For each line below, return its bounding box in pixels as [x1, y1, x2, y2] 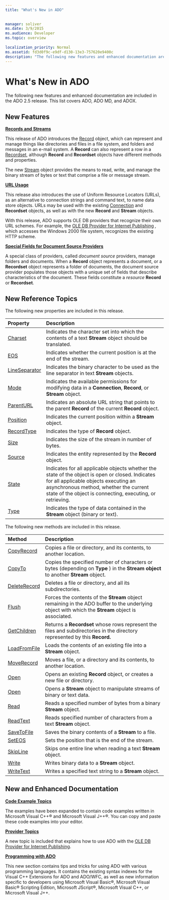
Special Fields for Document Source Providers [5, 243, 104, 249]
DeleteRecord [8, 582, 40, 589]
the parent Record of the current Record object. [46, 405, 159, 412]
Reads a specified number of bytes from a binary [45, 700, 160, 707]
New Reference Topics [5, 294, 78, 303]
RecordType [8, 428, 37, 435]
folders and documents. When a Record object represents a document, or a [5, 258, 162, 264]
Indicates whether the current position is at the [46, 349, 156, 356]
